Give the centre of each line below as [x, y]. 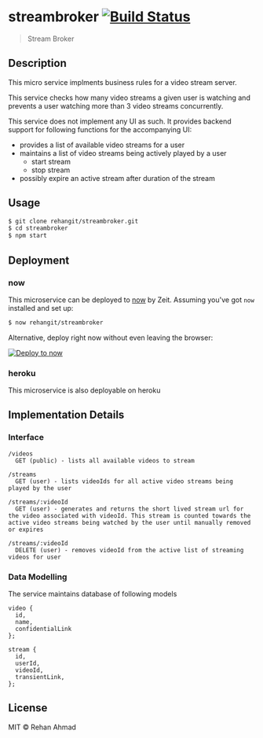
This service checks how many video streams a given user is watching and [130, 98]
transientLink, [40, 677]
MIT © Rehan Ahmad [42, 727]
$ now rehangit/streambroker [56, 323]
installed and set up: [41, 308]
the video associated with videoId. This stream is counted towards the [130, 515]
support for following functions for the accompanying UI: [100, 129]
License [28, 708]
